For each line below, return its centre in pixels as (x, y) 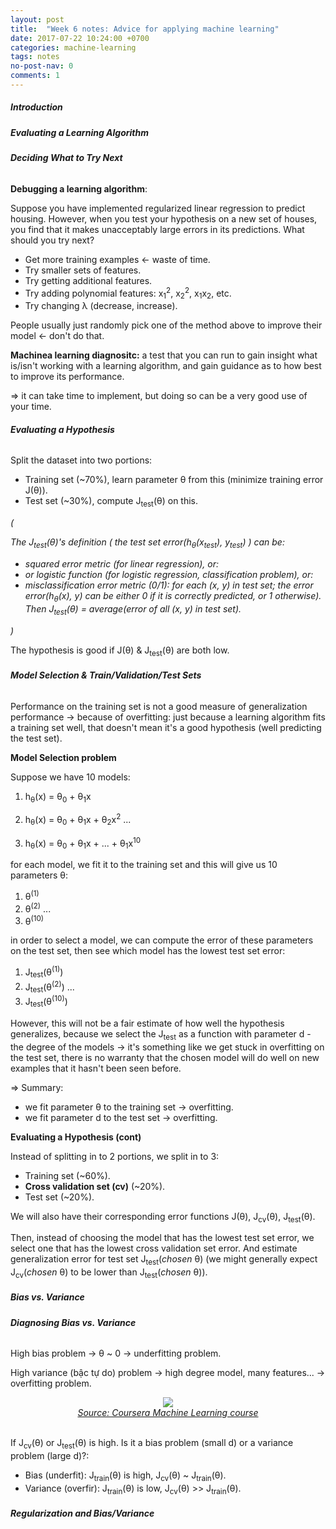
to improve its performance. (67, 377)
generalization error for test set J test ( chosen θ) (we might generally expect (164, 1260)
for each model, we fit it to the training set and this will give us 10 (144, 865)
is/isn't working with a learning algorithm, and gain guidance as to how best (166, 366)
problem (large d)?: (50, 1456)
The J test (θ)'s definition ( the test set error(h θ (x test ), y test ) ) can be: (147, 543)
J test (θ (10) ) (46, 1002)
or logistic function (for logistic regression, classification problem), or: (169, 575)
